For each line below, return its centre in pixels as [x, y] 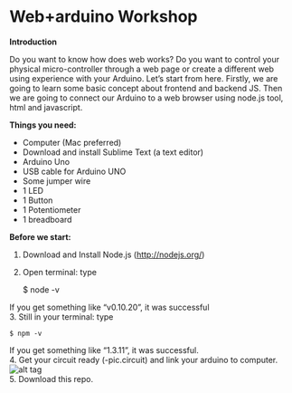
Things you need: [43, 125]
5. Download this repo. [51, 379]
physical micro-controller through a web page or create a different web [141, 69]
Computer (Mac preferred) [72, 142]
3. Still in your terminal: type [61, 316]
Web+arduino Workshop [104, 17]
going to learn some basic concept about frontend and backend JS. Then [146, 88]
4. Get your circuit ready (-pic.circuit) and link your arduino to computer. [144, 359]
